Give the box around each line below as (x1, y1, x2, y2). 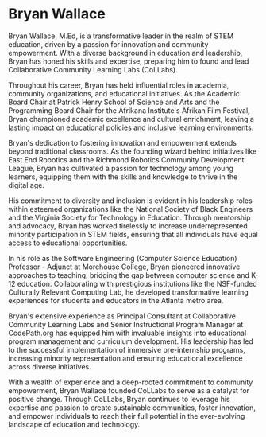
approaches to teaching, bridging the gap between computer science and (8, 270, 250, 279)
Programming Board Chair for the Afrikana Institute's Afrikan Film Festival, (8, 105, 250, 115)
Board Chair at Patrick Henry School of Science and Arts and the (8, 97, 220, 107)
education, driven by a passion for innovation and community (8, 39, 209, 49)
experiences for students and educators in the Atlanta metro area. (8, 295, 224, 305)
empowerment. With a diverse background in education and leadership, (8, 48, 243, 57)
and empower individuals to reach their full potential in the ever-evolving (8, 411, 245, 420)
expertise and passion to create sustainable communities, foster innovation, (8, 403, 256, 412)
